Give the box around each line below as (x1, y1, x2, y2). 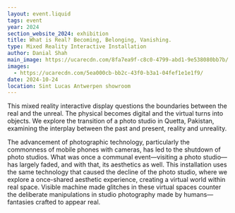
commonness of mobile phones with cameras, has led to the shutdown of (7, 145, 221, 154)
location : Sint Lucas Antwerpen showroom (7, 83, 131, 90)
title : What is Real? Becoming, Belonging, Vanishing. (7, 37, 172, 44)
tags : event (7, 17, 42, 24)
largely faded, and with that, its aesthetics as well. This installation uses (19, 160, 227, 169)
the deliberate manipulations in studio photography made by (7, 190, 183, 199)
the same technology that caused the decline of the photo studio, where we (7, 168, 228, 176)
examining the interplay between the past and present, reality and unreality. (7, 124, 227, 133)
